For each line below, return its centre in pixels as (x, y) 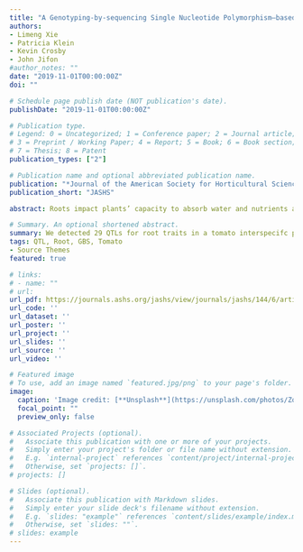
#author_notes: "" (44, 69)
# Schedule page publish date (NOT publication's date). (119, 101)
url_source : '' (38, 350)
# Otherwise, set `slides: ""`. (74, 525)
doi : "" (24, 85)
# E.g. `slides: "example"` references (88, 516)
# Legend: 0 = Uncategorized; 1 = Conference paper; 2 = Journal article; (153, 134)
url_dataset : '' (40, 317)
